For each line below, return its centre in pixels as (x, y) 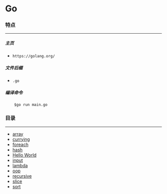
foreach (20, 145)
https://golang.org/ (34, 56)
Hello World (24, 155)
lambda (20, 165)
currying (21, 139)
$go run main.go (31, 105)
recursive (22, 176)
